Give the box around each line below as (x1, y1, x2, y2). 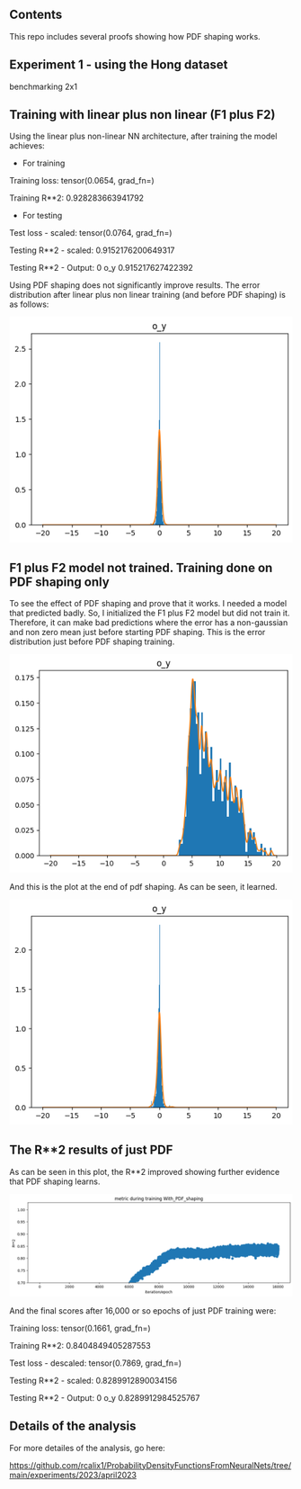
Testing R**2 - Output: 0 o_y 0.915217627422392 (9, 263, 193, 274)
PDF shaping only (9, 574, 110, 589)
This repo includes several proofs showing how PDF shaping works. (9, 31, 261, 41)
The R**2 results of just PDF (9, 1143, 173, 1158)
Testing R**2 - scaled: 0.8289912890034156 (9, 1375, 178, 1386)
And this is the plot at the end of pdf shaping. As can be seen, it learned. (9, 882, 278, 893)
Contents (9, 7, 63, 22)
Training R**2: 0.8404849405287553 (9, 1340, 151, 1350)
